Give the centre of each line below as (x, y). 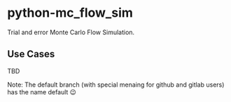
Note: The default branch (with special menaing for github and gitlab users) (116, 85)
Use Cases (31, 54)
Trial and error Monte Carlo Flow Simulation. (71, 32)
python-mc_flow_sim (70, 13)
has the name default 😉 (42, 92)
